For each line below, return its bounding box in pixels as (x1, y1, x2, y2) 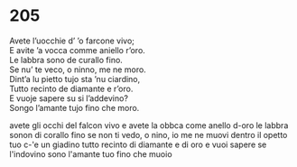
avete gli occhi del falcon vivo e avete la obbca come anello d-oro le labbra (9, 119, 289, 131)
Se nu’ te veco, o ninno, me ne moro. (9, 64, 146, 75)
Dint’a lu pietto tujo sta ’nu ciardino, (9, 73, 141, 84)
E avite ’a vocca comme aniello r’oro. (9, 44, 146, 55)
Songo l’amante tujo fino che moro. (9, 102, 140, 113)
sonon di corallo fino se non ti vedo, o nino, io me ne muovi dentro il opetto (9, 129, 288, 140)
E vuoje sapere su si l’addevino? (9, 92, 129, 104)
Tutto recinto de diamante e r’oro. (9, 83, 134, 94)
